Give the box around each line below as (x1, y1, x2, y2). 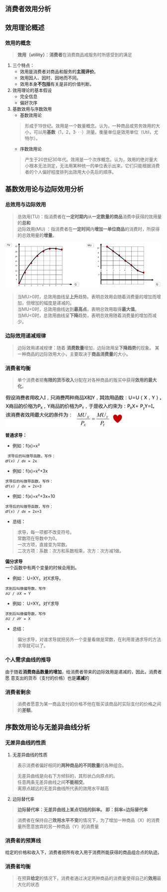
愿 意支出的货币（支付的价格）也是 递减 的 (5, 675, 89, 681)
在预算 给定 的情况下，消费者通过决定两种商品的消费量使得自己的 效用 (17, 875, 157, 882)
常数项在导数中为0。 (17, 535, 60, 541)
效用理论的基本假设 (12, 87, 52, 93)
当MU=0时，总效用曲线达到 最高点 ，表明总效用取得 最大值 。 (17, 306, 139, 312)
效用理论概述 (5, 23, 45, 31)
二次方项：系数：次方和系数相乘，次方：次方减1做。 (17, 548, 124, 554)
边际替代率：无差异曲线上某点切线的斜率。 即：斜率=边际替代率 (17, 806, 148, 812)
